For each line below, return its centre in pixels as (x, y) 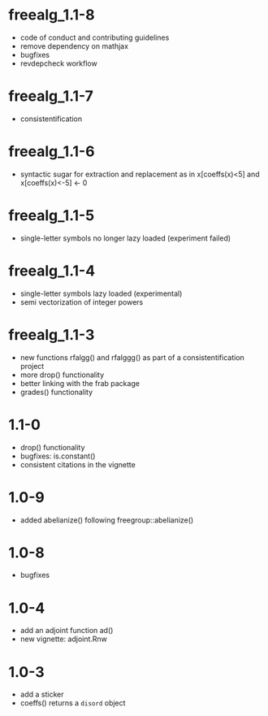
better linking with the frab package (80, 383)
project (32, 366)
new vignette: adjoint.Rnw (64, 639)
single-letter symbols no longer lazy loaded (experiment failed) (125, 238)
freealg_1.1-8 (52, 15)
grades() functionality (56, 392)
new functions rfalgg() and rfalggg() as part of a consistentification (132, 357)
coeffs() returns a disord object (73, 703)
